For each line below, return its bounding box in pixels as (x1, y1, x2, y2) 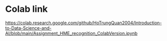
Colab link (5, 3, 48, 15)
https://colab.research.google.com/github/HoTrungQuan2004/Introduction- (5, 20, 162, 26)
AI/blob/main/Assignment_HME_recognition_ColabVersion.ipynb (5, 30, 138, 36)
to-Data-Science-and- (5, 25, 52, 31)
